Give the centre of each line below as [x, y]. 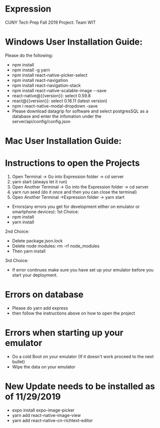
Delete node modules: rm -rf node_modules [56, 246]
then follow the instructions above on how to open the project [73, 313]
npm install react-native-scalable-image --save [59, 90]
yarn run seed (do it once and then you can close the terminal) [74, 192]
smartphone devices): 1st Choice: [45, 212]
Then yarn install [29, 251]
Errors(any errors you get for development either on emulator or [76, 206]
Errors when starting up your [64, 333]
